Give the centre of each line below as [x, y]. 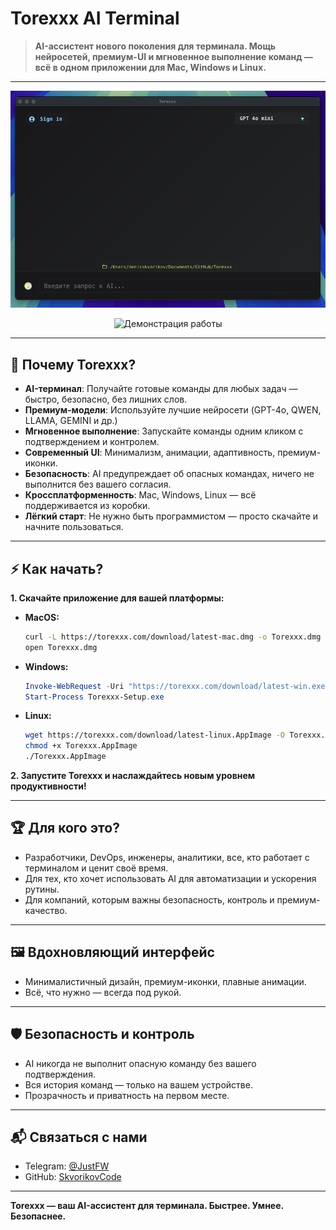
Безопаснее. [38, 1216]
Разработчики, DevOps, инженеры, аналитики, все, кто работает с [167, 857]
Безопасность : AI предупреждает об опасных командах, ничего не [169, 474]
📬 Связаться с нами [79, 1137]
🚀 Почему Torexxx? [73, 364]
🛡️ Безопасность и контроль [102, 1034]
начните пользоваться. [74, 527]
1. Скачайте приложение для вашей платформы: [117, 598]
